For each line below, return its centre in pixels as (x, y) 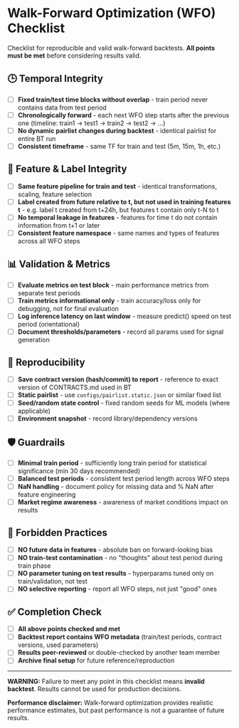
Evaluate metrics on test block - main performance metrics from (113, 285)
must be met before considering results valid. (74, 56)
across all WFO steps (49, 241)
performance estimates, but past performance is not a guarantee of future (116, 710)
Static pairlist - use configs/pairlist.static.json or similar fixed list (119, 395)
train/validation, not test (52, 581)
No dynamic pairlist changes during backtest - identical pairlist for (117, 130)
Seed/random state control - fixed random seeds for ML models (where (124, 403)
